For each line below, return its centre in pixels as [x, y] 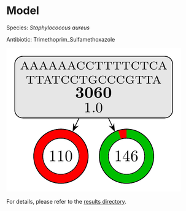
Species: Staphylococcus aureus [48, 28]
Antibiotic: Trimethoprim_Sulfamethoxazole [61, 39]
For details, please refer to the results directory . [67, 201]
